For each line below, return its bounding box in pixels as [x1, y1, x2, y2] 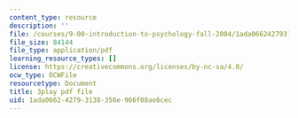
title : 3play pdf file [9, 87, 93, 96]
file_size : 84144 [9, 37, 74, 47]
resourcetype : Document [9, 79, 98, 88]
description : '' [9, 21, 69, 30]
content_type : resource [9, 12, 98, 22]
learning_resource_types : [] [9, 54, 117, 63]
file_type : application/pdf [9, 46, 114, 55]
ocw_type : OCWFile [9, 71, 77, 80]
